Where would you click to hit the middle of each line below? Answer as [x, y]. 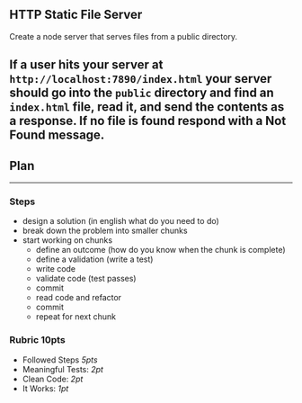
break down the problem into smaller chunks [105, 231]
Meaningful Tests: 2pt [62, 369]
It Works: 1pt [45, 388]
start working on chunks [67, 240]
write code [56, 269]
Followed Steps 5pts [60, 360]
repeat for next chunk [76, 317]
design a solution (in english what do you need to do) [121, 221]
